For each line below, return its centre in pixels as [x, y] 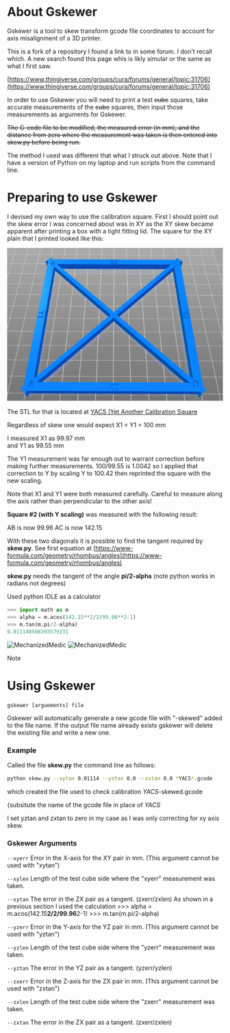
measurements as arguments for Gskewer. [67, 114]
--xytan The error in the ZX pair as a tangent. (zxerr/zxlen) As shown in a [110, 899]
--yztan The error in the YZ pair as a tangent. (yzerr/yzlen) [90, 968]
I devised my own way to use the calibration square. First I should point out [113, 216]
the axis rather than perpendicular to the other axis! [80, 501]
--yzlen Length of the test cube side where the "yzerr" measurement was [111, 947]
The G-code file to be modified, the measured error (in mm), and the [103, 127]
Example [22, 750]
